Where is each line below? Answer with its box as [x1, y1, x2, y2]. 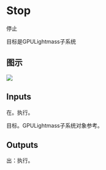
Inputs [6, 91, 32, 102]
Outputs [6, 139, 39, 150]
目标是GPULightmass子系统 [6, 37, 77, 45]
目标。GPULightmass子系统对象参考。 [6, 122, 103, 129]
